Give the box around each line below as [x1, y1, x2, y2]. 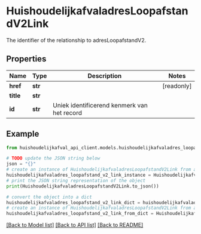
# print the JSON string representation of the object [6, 177, 146, 183]
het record [53, 109, 83, 117]
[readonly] [162, 82, 192, 90]
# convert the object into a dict [6, 194, 93, 200]
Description [87, 72, 122, 80]
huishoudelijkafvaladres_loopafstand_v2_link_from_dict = [6, 211, 154, 217]
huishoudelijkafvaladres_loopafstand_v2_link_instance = [6, 172, 151, 178]
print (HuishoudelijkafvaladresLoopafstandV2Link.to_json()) [6, 183, 160, 189]
